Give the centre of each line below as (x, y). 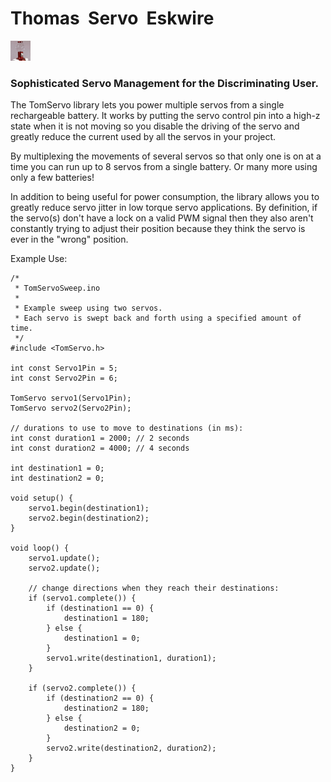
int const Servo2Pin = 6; (64, 378)
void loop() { (40, 548)
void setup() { (42, 498)
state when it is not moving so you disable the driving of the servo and (155, 126)
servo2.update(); (64, 568)
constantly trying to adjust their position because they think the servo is (158, 229)
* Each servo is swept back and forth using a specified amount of (158, 318)
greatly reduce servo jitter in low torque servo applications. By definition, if (164, 208)
